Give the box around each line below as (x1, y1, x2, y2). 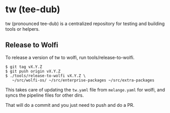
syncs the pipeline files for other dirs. (5, 92, 84, 98)
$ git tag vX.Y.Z (5, 64, 42, 70)
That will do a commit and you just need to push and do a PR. (5, 102, 135, 108)
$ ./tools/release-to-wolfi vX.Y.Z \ (5, 73, 86, 78)
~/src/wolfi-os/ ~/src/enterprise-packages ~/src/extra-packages (12, 78, 155, 83)
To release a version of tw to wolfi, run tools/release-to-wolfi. (5, 54, 135, 60)
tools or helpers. (5, 26, 40, 32)
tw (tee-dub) (5, 4, 60, 15)
